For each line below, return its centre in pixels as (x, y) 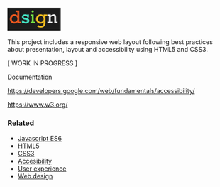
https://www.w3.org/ (38, 105)
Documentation (30, 77)
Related (21, 123)
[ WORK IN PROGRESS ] (43, 63)
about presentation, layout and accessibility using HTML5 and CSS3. (108, 49)
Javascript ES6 (40, 139)
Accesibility (34, 161)
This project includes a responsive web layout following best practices (110, 42)
